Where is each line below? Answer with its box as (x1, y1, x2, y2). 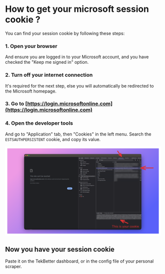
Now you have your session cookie (5, 245, 115, 254)
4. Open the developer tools (5, 120, 73, 127)
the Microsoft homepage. (5, 88, 57, 94)
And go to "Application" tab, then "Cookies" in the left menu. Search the (5, 131, 152, 137)
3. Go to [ (5, 100, 28, 107)
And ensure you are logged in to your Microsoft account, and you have (5, 54, 149, 60)
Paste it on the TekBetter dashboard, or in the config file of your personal (5, 258, 154, 264)
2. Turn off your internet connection (5, 72, 93, 79)
